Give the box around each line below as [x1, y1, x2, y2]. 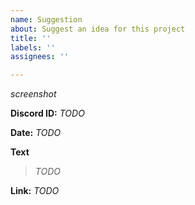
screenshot [10, 88, 57, 100]
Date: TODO [10, 127, 62, 139]
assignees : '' [10, 52, 70, 62]
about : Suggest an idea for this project [10, 24, 186, 34]
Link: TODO [10, 185, 60, 197]
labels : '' [10, 42, 56, 53]
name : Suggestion [10, 14, 83, 25]
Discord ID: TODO [10, 107, 85, 120]
